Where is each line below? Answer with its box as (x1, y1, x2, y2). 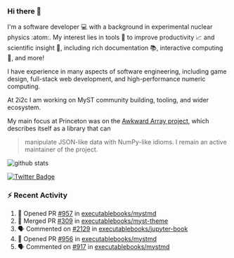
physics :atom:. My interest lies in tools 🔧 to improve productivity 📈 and (7, 33, 215, 41)
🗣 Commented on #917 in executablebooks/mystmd (17, 242, 170, 251)
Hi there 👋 (7, 6, 42, 16)
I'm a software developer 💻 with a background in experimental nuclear (7, 22, 213, 31)
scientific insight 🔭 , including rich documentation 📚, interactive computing (7, 43, 223, 52)
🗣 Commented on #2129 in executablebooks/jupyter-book (17, 224, 188, 233)
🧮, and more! (7, 54, 44, 62)
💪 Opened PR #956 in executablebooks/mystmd (17, 234, 157, 243)
